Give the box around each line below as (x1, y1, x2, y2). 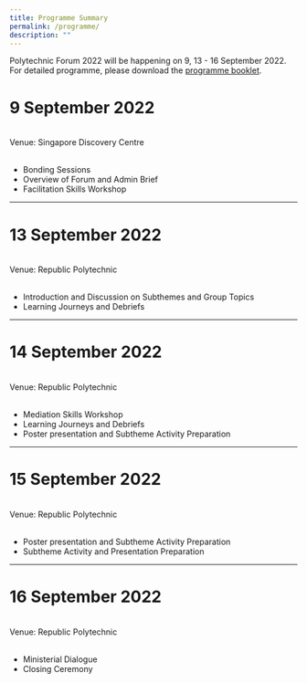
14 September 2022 (9, 341, 163, 363)
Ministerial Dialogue (22, 654, 98, 665)
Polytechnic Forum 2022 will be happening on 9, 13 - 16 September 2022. (9, 56, 287, 67)
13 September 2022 (9, 225, 162, 245)
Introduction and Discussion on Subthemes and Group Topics (22, 291, 255, 302)
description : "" (9, 30, 71, 39)
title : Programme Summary (9, 13, 108, 23)
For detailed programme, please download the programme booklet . (9, 65, 262, 76)
